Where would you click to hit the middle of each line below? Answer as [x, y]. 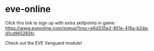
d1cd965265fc [20, 33]
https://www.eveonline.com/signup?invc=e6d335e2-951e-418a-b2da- [77, 28]
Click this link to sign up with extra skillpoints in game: [60, 23]
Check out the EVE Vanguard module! [44, 43]
